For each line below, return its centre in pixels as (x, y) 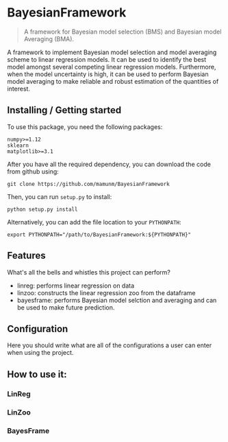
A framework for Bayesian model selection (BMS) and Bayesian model (123, 32)
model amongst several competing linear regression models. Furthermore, (112, 67)
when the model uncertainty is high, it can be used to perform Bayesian (108, 74)
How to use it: (37, 374)
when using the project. (40, 353)
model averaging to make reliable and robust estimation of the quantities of (113, 81)
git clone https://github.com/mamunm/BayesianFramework (88, 184)
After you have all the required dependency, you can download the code (109, 164)
